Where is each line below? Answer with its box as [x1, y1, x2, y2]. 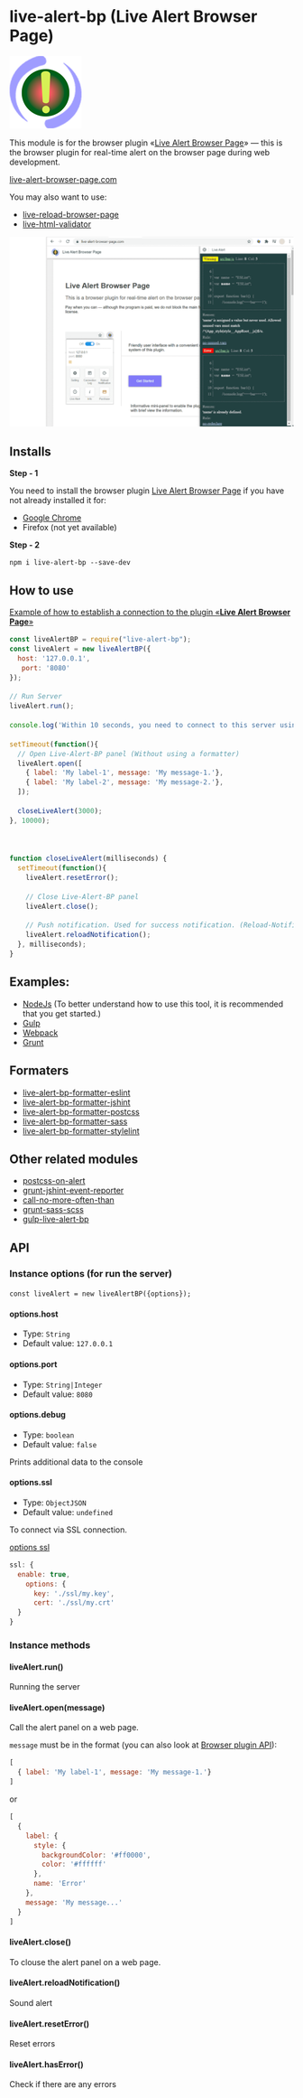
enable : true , [17, 1569, 70, 1578]
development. [9, 156, 60, 167]
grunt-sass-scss [22, 1204, 84, 1215]
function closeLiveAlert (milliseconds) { [9, 854, 168, 864]
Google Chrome [22, 512, 82, 523]
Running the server [9, 1681, 81, 1692]
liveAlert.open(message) [9, 1701, 106, 1713]
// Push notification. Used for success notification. [25, 921, 236, 930]
